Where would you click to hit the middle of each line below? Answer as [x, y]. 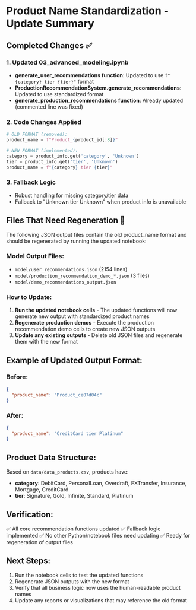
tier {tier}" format [69, 81]
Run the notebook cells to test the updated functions [79, 575]
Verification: [30, 514]
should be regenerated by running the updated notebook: [76, 241]
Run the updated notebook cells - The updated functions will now [96, 310]
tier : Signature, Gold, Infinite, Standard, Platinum [74, 496]
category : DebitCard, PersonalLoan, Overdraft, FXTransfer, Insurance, [101, 483]
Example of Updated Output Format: [74, 360]
